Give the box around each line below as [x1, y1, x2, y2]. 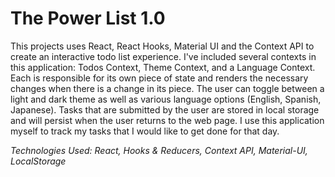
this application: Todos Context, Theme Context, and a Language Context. [10, 61, 316, 73]
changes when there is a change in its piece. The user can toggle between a [10, 82, 325, 94]
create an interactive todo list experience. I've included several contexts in [10, 50, 317, 62]
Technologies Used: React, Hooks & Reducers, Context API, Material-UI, [10, 144, 308, 156]
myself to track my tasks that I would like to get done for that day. [10, 125, 280, 137]
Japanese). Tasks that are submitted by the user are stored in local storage [10, 103, 320, 116]
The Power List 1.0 [10, 7, 166, 30]
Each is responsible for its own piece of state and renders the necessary [10, 72, 309, 84]
